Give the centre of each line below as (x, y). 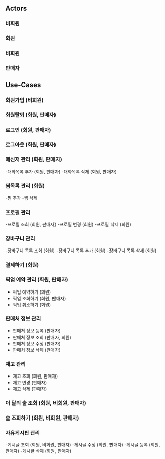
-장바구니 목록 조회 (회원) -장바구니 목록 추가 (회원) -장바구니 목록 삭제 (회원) (81, 251)
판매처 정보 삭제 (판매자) (36, 350)
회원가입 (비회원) (24, 100)
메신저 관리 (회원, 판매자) (34, 160)
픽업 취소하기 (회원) (32, 304)
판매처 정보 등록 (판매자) (36, 330)
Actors (16, 8)
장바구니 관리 (20, 238)
